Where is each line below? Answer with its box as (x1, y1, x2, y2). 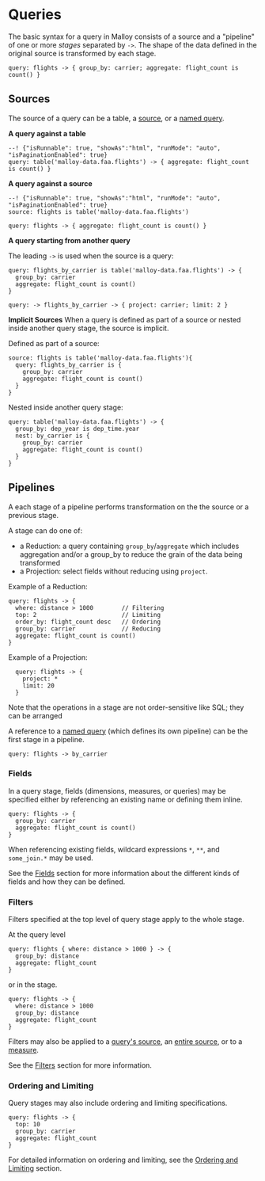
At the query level (8, 930, 66, 939)
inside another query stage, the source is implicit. (8, 323, 169, 333)
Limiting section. (8, 1164, 62, 1173)
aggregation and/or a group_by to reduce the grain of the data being (19, 549, 243, 559)
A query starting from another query (8, 235, 131, 245)
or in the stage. (8, 980, 58, 989)
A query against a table (8, 128, 86, 138)
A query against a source (8, 178, 93, 188)
